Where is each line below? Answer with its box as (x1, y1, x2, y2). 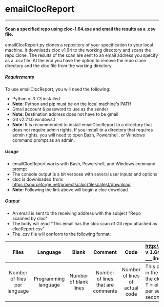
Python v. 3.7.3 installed (12, 96, 60, 102)
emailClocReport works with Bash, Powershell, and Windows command (12, 161, 156, 167)
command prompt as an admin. (12, 137, 75, 143)
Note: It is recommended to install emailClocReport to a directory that (12, 122, 152, 128)
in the (145, 269, 159, 276)
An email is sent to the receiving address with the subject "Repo (12, 210, 141, 216)
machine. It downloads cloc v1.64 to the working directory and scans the (5, 47, 151, 53)
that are (96, 282, 114, 288)
